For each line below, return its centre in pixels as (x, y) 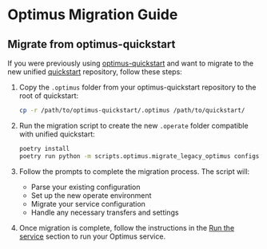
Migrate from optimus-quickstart (92, 44)
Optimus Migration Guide (93, 15)
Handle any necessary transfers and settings (105, 212)
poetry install (44, 148)
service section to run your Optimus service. (92, 236)
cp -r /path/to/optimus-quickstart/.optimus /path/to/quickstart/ (132, 110)
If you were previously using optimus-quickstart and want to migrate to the (130, 63)
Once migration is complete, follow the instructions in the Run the (127, 227)
